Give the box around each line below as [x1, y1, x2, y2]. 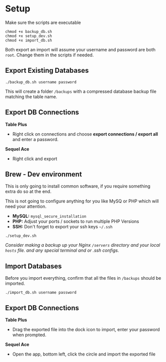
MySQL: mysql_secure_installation [12, 213, 86, 219]
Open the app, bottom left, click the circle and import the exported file [12, 351, 156, 357]
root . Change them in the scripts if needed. [5, 52, 94, 58]
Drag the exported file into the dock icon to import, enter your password [12, 327, 160, 332]
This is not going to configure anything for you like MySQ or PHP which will [5, 198, 159, 204]
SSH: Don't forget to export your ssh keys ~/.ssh [12, 224, 113, 230]
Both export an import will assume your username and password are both [5, 46, 156, 52]
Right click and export [12, 156, 58, 162]
